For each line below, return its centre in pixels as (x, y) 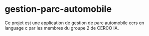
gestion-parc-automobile (58, 9)
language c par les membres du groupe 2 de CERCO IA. (62, 28)
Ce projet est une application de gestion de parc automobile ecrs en (74, 23)
